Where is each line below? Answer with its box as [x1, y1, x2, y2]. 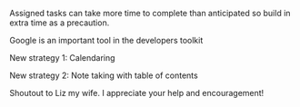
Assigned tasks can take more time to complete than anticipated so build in [9, 8, 291, 18]
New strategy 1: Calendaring [9, 53, 115, 63]
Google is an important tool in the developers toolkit [9, 35, 204, 45]
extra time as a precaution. [9, 17, 110, 28]
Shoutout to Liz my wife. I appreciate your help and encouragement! [9, 88, 265, 98]
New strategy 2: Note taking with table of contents [9, 70, 198, 81]
